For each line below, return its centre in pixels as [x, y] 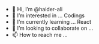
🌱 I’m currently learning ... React [52, 22]
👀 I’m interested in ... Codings [48, 15]
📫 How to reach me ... [40, 35]
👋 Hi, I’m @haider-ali [37, 9]
